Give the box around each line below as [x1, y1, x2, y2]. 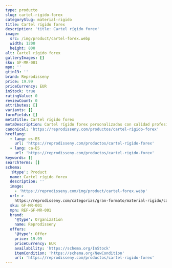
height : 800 [10, 46, 36, 51]
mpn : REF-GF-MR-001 [10, 208, 52, 213]
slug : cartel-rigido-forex [5, 12, 63, 17]
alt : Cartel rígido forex [5, 50, 60, 55]
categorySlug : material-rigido [5, 17, 72, 22]
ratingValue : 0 [5, 93, 38, 98]
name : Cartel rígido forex [10, 174, 68, 179]
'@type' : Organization [14, 217, 63, 222]
